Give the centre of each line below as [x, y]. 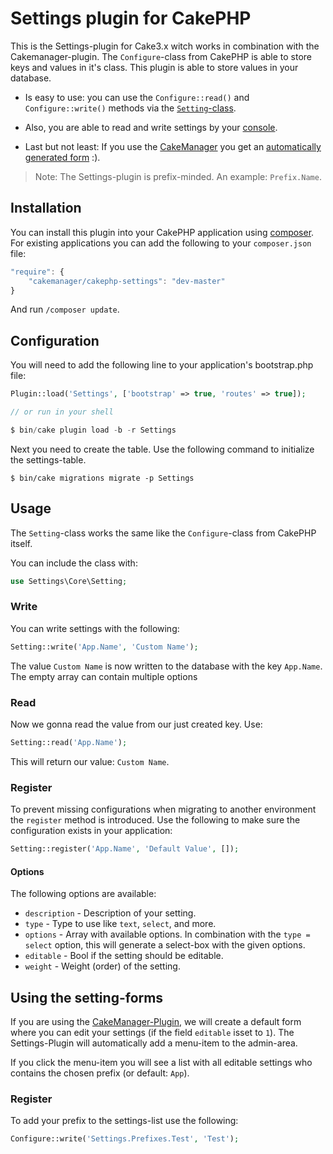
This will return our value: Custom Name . [90, 761]
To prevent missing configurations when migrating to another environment [163, 809]
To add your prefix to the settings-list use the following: [124, 1121]
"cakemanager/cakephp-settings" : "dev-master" [127, 281]
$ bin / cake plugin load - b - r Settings [93, 430]
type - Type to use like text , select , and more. [120, 924]
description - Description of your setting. [110, 913]
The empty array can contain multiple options [104, 676]
